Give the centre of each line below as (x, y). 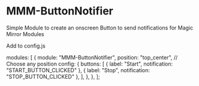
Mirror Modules (25, 34)
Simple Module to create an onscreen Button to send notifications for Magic (100, 28)
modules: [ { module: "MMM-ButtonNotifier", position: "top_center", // (92, 57)
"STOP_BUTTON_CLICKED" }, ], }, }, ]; (53, 76)
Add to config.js (26, 46)
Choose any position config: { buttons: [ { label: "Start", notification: (90, 64)
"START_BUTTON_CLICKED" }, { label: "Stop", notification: (78, 70)
